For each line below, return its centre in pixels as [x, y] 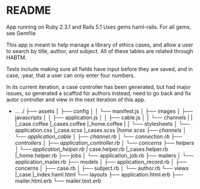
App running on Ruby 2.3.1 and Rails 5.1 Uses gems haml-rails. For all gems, [99, 27]
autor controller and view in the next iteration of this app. [76, 100]
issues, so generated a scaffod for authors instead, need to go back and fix [99, 93]
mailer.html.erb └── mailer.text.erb [58, 181]
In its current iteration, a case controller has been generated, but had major [99, 86]
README [29, 10]
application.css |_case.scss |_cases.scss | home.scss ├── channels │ [101, 130]
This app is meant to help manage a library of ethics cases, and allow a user [100, 45]
